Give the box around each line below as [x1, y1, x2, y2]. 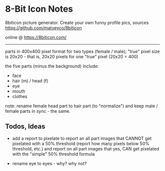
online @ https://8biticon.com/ [5, 34, 67, 40]
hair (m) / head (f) [12, 77, 49, 84]
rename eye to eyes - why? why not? [12, 160, 87, 166]
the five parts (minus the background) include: [5, 63, 99, 69]
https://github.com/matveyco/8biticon [5, 24, 82, 30]
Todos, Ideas [5, 122, 46, 131]
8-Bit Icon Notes [5, 3, 73, 15]
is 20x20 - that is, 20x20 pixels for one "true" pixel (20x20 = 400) [5, 53, 138, 59]
